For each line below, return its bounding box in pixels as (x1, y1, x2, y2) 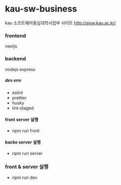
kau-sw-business (5, 3, 77, 14)
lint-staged (12, 105, 34, 111)
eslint (12, 89, 23, 95)
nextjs (5, 43, 17, 49)
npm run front (12, 128, 40, 133)
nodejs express (5, 66, 36, 72)
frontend (5, 32, 27, 39)
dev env (5, 77, 22, 83)
